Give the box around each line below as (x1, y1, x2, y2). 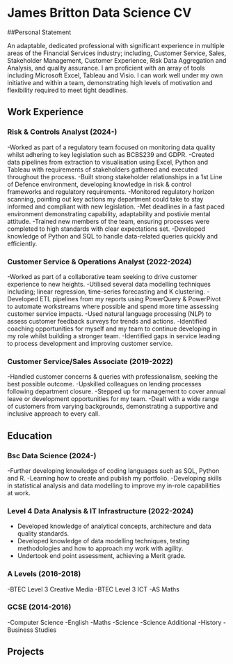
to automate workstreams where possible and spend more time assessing (7, 302, 219, 310)
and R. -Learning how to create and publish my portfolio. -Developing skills (7, 474, 223, 482)
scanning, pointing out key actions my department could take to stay (7, 195, 204, 203)
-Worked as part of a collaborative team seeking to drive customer (7, 272, 198, 280)
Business (7, 626, 33, 634)
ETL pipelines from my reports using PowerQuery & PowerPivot (39, 294, 221, 303)
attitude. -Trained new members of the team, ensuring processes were (7, 217, 210, 225)
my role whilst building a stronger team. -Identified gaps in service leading (7, 331, 220, 340)
